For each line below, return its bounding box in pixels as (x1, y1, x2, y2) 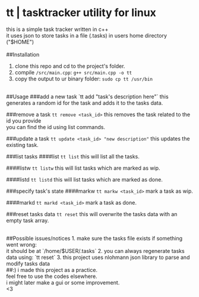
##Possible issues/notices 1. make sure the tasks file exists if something (6, 235, 183, 242)
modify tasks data (6, 260, 50, 267)
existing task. (6, 141, 39, 148)
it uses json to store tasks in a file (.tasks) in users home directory (6, 32, 168, 39)
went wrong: (6, 241, 37, 248)
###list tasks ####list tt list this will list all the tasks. (6, 152, 140, 160)
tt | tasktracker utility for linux (6, 6, 156, 20)
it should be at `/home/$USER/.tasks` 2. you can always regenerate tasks (6, 247, 185, 254)
